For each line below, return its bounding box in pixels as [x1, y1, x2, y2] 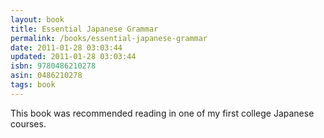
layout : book [10, 14, 65, 25]
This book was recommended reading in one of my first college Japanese [10, 107, 315, 119]
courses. [10, 117, 47, 130]
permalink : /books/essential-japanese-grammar [10, 33, 208, 43]
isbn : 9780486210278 [10, 61, 97, 71]
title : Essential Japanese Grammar [10, 24, 159, 34]
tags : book [10, 80, 56, 90]
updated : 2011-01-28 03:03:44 [10, 52, 137, 62]
